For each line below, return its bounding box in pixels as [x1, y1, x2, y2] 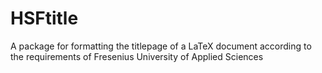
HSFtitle [10, 7, 79, 30]
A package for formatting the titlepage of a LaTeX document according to [10, 40, 312, 52]
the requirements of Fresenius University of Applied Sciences [10, 50, 264, 62]
